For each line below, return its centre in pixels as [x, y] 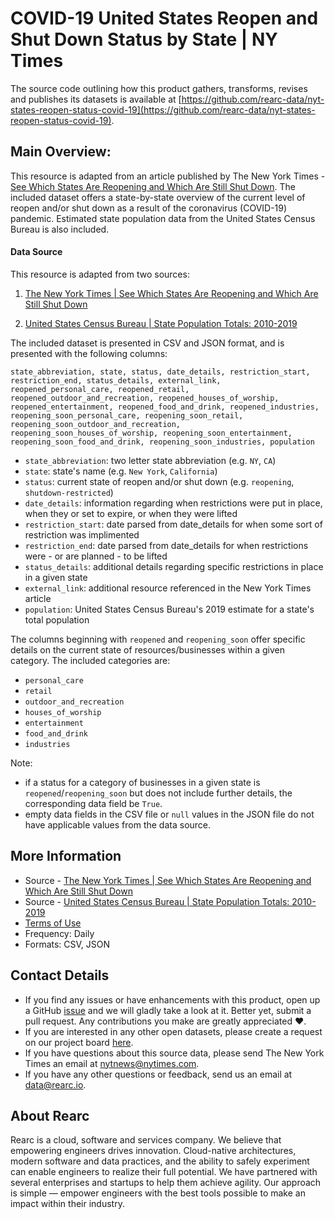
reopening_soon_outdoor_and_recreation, [96, 424]
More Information [66, 856]
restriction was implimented [82, 534]
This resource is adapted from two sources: [100, 274]
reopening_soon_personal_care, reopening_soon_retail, [127, 415]
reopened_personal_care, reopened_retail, [100, 389]
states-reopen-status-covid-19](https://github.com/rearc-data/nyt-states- [163, 109]
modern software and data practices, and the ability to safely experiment [160, 1161]
